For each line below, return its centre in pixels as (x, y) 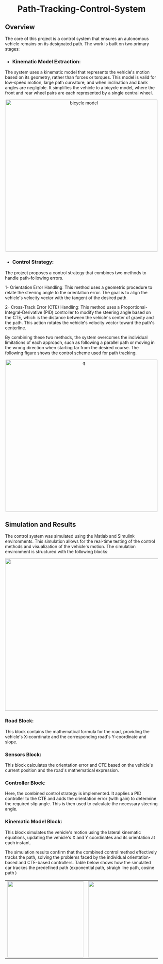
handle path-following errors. (34, 278)
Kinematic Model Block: (34, 822)
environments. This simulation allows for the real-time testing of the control (80, 541)
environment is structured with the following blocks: (57, 552)
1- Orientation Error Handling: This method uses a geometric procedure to (79, 287)
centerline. (16, 328)
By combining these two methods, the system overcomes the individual (76, 337)
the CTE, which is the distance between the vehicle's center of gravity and (80, 317)
